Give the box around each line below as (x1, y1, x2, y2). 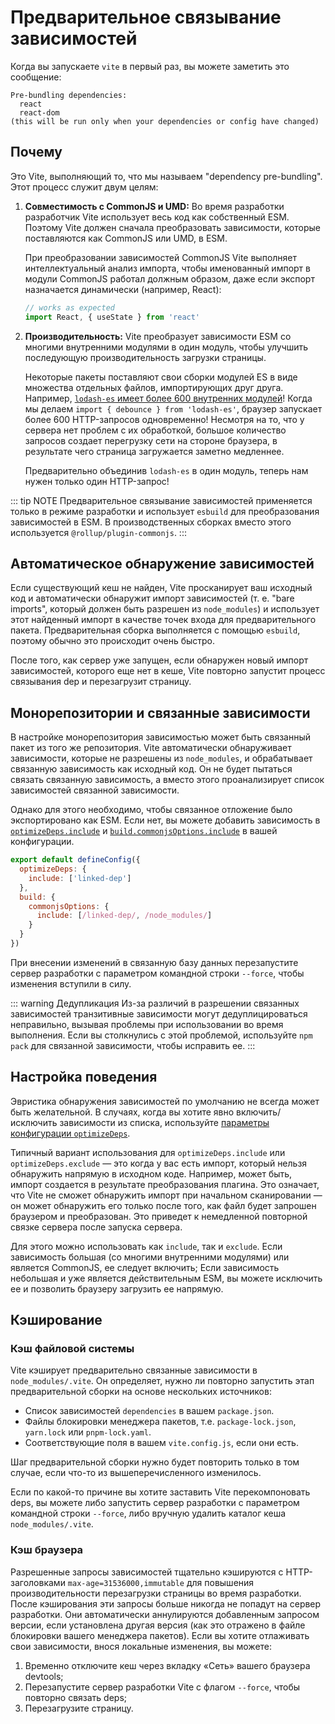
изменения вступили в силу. (10, 977, 132, 990)
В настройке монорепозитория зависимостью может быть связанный (10, 731, 311, 743)
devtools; (24, 1670, 64, 1682)
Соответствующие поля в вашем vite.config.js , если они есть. (24, 1437, 299, 1449)
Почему (10, 144, 63, 161)
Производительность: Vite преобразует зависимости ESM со (24, 330, 292, 342)
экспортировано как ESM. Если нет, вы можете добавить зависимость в (10, 814, 321, 826)
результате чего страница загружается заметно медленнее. (24, 445, 285, 457)
